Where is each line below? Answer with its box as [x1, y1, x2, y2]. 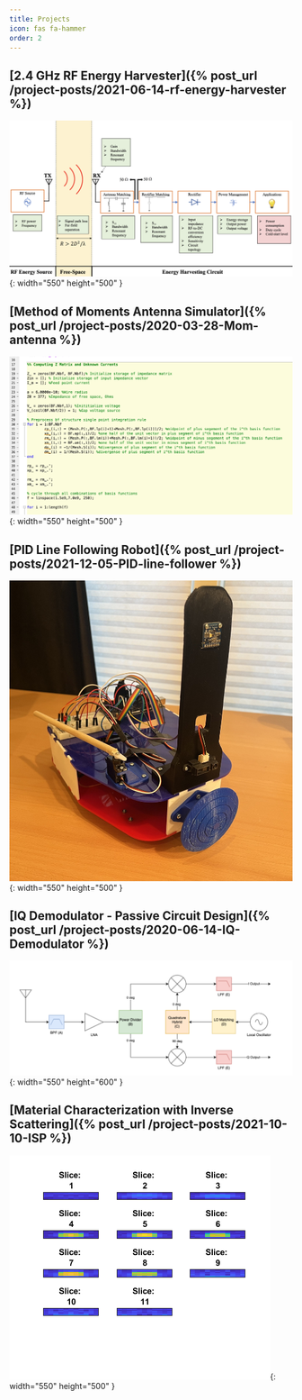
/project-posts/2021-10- [147, 1117, 288, 1132]
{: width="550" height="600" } [9, 1077, 123, 1087]
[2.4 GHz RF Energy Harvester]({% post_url [9, 68, 258, 83]
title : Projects [9, 14, 70, 23]
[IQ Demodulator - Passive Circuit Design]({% [9, 908, 271, 923]
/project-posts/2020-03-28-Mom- [58, 318, 259, 333]
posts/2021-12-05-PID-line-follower [9, 556, 218, 571]
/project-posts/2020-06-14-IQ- [58, 923, 241, 938]
